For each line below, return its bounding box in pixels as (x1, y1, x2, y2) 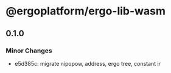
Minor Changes (5, 46, 52, 55)
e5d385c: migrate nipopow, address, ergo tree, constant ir (14, 60, 161, 67)
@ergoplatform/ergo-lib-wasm (5, 4, 166, 18)
